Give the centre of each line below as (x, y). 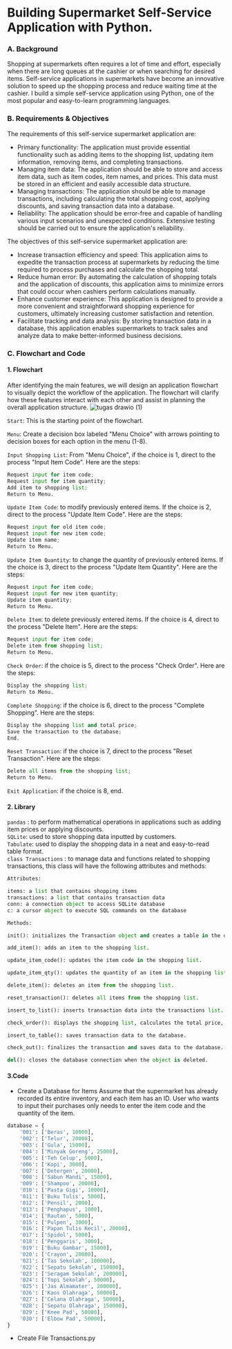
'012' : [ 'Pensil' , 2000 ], (57, 1203)
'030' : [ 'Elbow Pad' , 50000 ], (63, 1319)
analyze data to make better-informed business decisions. (100, 335)
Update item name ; (33, 540)
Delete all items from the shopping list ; (69, 771)
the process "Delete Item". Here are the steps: (72, 627)
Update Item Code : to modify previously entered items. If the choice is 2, (109, 507)
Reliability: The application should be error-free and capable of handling (119, 213)
